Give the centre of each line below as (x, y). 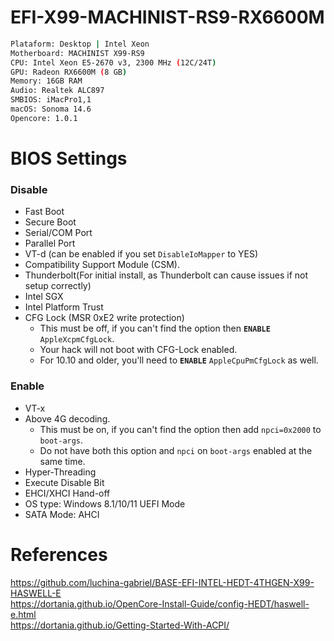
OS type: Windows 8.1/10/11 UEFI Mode (105, 503)
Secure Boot (50, 222)
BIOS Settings (69, 158)
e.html (23, 614)
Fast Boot (44, 212)
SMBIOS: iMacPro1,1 (51, 100)
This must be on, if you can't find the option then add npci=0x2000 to (180, 429)
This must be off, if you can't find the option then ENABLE (155, 328)
